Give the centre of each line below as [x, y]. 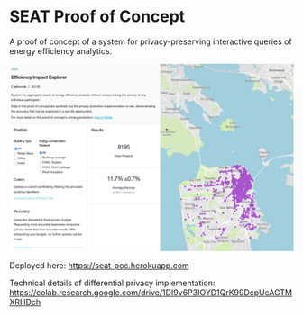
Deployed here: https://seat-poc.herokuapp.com [99, 265]
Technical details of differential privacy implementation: [112, 283]
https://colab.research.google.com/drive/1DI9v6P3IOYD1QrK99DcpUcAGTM [151, 292]
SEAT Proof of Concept [97, 17]
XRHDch [25, 302]
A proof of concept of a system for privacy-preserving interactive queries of [151, 41]
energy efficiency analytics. [61, 50]
